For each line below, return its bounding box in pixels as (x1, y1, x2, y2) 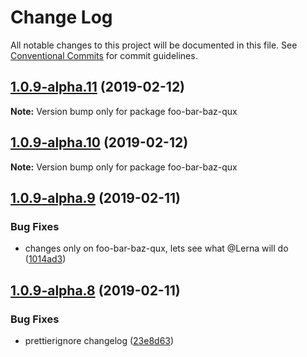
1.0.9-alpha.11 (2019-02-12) (10, 79, 186, 96)
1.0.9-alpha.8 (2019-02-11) (10, 282, 181, 299)
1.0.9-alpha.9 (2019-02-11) (10, 189, 182, 206)
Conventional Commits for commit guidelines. (10, 49, 198, 61)
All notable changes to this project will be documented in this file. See (10, 39, 298, 51)
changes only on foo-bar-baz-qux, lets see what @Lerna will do (24, 242, 289, 255)
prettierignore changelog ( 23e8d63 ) (24, 334, 175, 346)
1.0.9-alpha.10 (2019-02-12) (10, 134, 189, 151)
